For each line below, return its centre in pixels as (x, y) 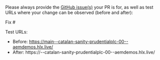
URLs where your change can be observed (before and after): (69, 12)
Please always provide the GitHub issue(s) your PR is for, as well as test (79, 7)
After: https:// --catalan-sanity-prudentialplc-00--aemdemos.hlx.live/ (84, 52)
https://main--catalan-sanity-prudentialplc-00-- (78, 41)
